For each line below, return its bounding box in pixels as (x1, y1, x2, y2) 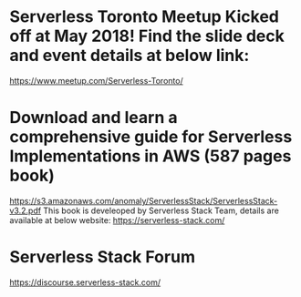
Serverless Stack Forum (9, 247, 196, 268)
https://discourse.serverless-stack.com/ (9, 276, 161, 288)
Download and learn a (9, 108, 178, 128)
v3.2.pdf (9, 205, 42, 216)
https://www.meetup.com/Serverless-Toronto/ (9, 75, 184, 86)
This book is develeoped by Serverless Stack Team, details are (43, 205, 280, 216)
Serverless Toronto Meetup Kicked (9, 6, 280, 27)
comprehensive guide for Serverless (9, 127, 293, 148)
